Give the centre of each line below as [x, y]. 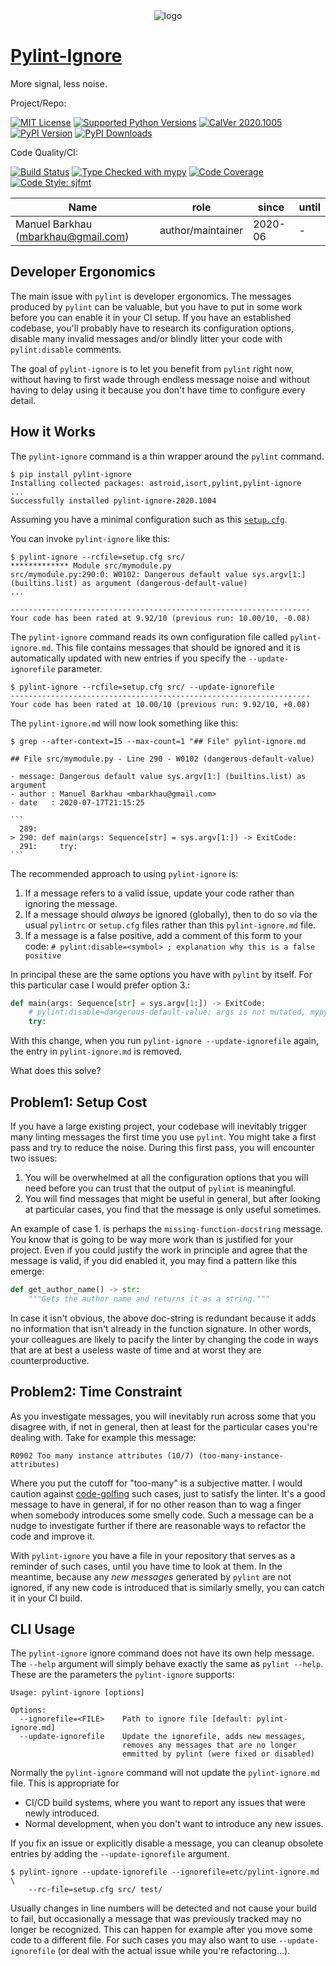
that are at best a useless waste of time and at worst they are [136, 1350]
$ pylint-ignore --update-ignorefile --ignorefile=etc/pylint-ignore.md [165, 1872]
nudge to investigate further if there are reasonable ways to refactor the [158, 1525]
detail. [23, 400]
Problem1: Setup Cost [79, 1102]
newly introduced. [62, 1813]
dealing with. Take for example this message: [103, 1437]
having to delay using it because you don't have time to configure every [158, 390]
